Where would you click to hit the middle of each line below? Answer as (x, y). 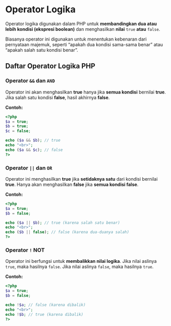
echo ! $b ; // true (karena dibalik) (44, 314)
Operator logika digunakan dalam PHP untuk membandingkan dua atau (81, 24)
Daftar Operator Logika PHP (50, 66)
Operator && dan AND (30, 81)
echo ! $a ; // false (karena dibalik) (46, 305)
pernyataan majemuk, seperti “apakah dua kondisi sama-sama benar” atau (84, 44)
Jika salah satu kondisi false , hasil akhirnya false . (58, 97)
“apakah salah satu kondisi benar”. (42, 50)
